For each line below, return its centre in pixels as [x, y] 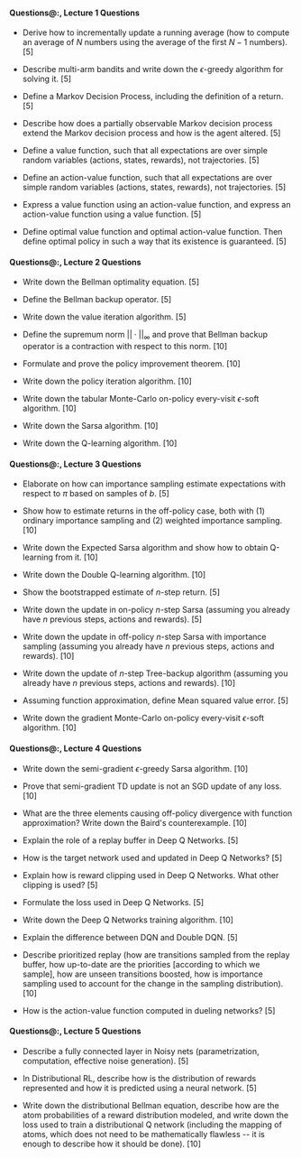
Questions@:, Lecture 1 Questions [74, 13]
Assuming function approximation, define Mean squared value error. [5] [155, 700]
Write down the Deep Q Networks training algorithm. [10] [128, 920]
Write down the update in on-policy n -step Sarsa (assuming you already [156, 610]
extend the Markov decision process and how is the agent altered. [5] [151, 133]
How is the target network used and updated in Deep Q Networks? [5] [152, 857]
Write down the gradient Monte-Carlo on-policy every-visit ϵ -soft [143, 718]
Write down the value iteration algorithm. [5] [104, 317]
